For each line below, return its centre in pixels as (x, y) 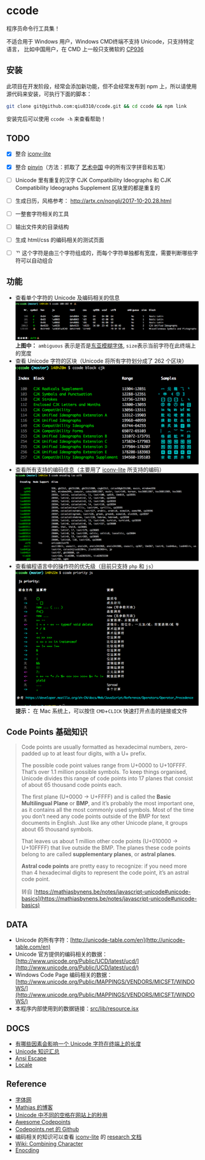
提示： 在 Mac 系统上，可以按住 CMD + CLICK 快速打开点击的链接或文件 (101, 711)
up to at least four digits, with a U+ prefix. (95, 754)
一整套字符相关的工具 (42, 214)
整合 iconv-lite (33, 154)
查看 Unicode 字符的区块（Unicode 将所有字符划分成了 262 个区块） (101, 361)
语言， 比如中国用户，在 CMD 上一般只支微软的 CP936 (75, 49)
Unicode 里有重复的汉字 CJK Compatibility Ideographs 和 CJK (93, 180)
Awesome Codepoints (43, 1121)
